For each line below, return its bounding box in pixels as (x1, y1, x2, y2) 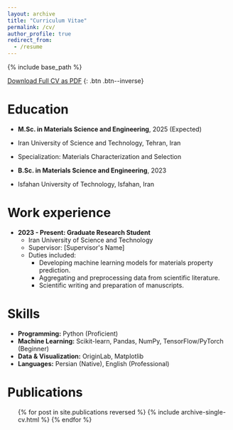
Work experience (7, 205, 112, 221)
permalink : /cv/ (7, 23, 55, 31)
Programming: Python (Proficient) (17, 329, 119, 338)
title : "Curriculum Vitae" (7, 17, 87, 24)
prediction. (38, 265, 71, 274)
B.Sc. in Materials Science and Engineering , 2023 (17, 166, 167, 175)
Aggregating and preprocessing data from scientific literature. (38, 273, 220, 282)
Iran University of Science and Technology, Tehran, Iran (17, 138, 181, 147)
